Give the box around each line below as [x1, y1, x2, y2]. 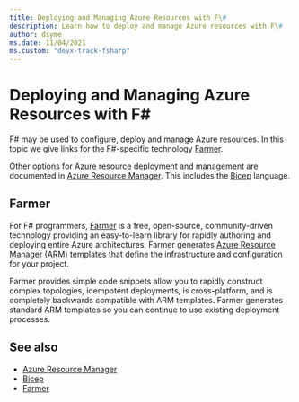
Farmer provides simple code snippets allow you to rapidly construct [9, 275, 263, 286]
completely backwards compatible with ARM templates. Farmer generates [9, 294, 284, 305]
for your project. [9, 258, 70, 269]
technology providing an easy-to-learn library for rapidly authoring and [9, 230, 272, 240]
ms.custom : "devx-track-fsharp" [9, 47, 130, 56]
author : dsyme [9, 30, 63, 39]
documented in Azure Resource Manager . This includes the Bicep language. [9, 170, 291, 181]
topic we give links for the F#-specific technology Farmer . [9, 144, 224, 154]
